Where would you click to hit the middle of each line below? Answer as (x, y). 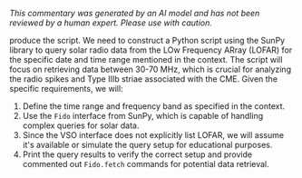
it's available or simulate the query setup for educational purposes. (147, 145)
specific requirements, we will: (67, 89)
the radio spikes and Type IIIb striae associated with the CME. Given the (144, 79)
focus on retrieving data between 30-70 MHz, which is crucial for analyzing (151, 69)
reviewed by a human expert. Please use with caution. (111, 23)
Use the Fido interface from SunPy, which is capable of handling (143, 116)
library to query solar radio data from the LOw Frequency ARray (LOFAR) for (151, 50)
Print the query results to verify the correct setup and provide (137, 154)
